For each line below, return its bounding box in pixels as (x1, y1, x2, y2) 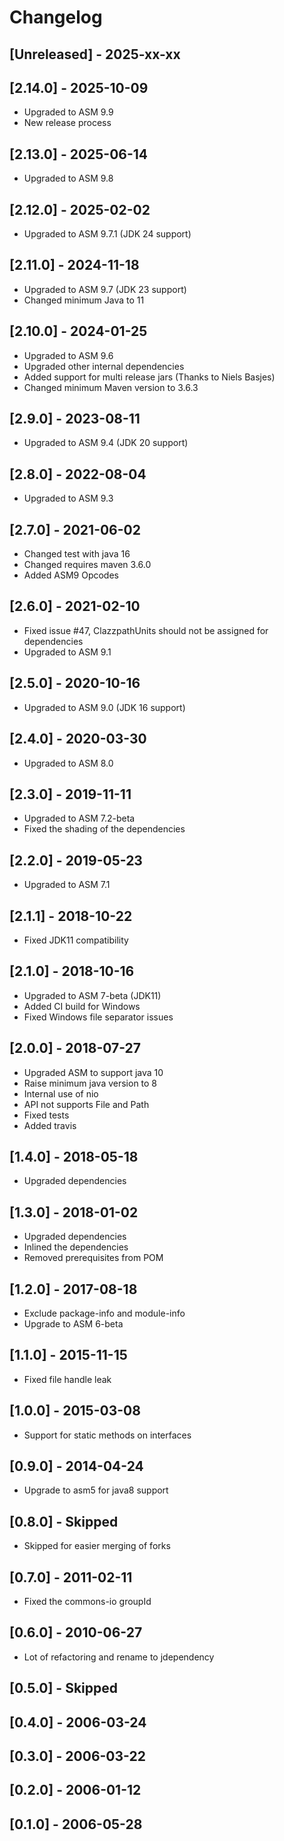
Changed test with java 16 (23, 548, 131, 560)
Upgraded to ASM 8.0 (23, 757, 114, 769)
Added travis (23, 1119, 77, 1131)
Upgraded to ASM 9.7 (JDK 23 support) (23, 283, 187, 295)
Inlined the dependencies (23, 1241, 129, 1253)
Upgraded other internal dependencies (23, 360, 185, 372)
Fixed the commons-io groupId (23, 1596, 152, 1608)
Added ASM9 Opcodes (23, 569, 119, 581)
